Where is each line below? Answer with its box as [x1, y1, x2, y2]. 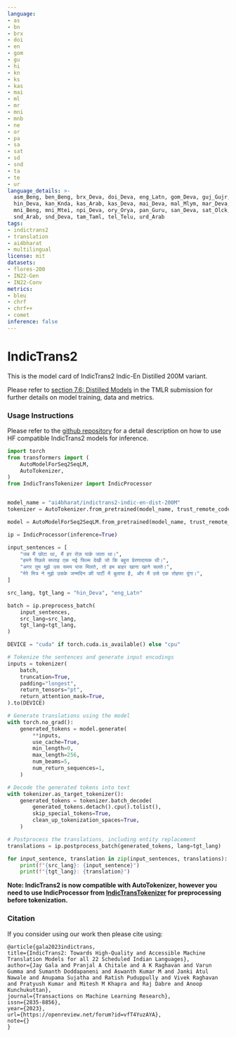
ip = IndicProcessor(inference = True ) [7, 531, 118, 538]
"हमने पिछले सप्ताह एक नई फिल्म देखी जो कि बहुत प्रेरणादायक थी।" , [20, 557, 170, 564]
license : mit [7, 253, 46, 260]
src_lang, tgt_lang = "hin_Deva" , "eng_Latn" [7, 589, 143, 596]
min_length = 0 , [32, 745, 74, 752]
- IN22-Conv [7, 279, 42, 286]
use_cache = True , [32, 738, 80, 745]
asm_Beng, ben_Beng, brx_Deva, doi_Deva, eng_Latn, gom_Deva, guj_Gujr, [13, 194, 231, 201]
